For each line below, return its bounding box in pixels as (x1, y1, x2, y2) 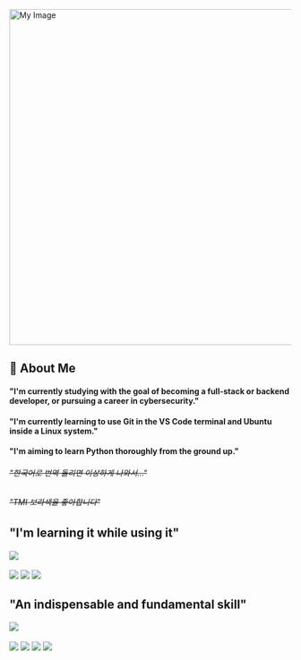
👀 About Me (9, 361, 76, 376)
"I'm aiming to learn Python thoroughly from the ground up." (9, 446, 239, 457)
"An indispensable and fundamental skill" (9, 596, 247, 612)
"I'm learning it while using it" (9, 525, 180, 540)
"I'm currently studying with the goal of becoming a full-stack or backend (9, 385, 289, 397)
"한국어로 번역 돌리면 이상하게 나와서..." (9, 467, 148, 478)
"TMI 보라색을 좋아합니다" (9, 497, 101, 508)
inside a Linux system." (9, 425, 99, 436)
